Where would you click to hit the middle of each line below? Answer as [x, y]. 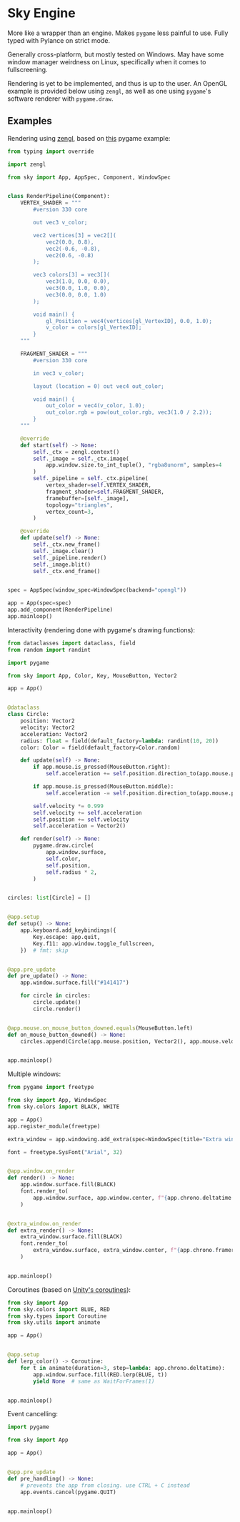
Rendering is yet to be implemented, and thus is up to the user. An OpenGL [117, 83]
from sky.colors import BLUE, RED [59, 1309]
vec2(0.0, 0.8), [70, 242]
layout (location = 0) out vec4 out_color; [99, 386]
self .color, [63, 859]
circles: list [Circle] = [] [49, 898]
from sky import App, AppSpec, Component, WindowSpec [89, 177]
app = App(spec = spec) [40, 603]
